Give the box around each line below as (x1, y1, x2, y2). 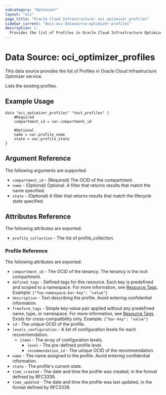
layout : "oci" (5, 12, 35, 17)
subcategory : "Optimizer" (5, 7, 58, 12)
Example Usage (5, 97, 54, 106)
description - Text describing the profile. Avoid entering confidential (12, 294, 152, 300)
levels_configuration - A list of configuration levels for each (12, 326, 136, 332)
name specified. (12, 187, 45, 193)
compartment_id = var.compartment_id (14, 119, 92, 124)
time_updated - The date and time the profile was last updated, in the (12, 379, 152, 385)
